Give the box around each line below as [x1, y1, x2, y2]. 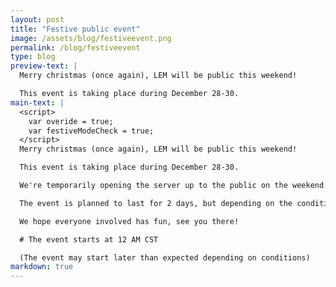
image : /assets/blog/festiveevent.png [10, 33, 172, 43]
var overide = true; [28, 116, 114, 126]
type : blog [10, 52, 56, 62]
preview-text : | [10, 61, 78, 71]
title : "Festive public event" [10, 24, 141, 34]
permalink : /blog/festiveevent [10, 42, 141, 53]
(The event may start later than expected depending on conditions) [19, 252, 311, 263]
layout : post [10, 14, 65, 25]
